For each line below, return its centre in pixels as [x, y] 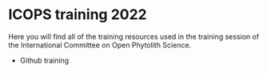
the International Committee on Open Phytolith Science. [100, 44]
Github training [44, 60]
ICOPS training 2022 [78, 15]
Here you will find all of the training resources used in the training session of [134, 36]
